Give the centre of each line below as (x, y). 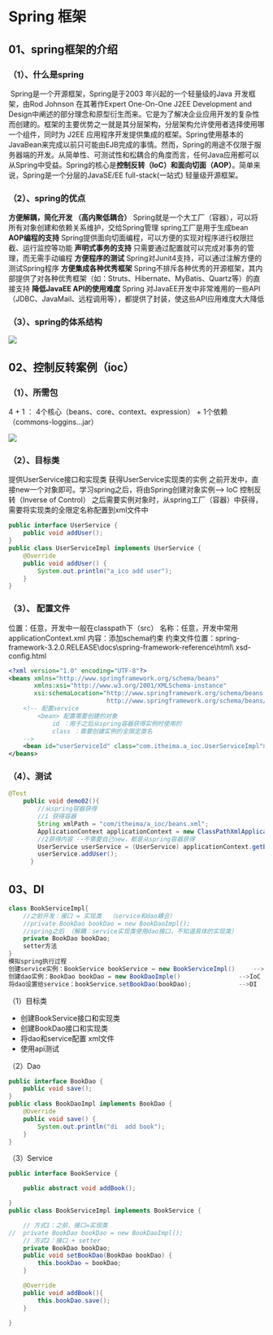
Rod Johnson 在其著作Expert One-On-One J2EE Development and (141, 103)
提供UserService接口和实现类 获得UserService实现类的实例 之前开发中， (130, 479)
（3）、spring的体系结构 (56, 322)
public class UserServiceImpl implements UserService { (105, 549)
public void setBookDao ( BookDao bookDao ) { (98, 1256)
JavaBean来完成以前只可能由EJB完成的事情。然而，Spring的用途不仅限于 (131, 144)
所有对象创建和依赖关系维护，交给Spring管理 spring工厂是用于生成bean (128, 228)
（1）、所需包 (33, 392)
